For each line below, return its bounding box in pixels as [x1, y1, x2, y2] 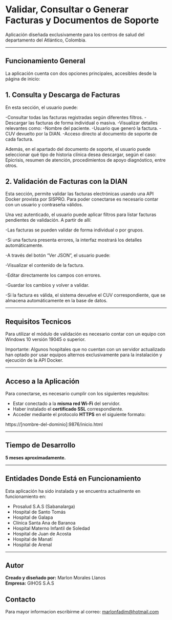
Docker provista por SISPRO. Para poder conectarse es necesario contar [5, 196, 159, 202]
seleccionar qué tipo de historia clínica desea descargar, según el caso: [5, 151, 157, 158]
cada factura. [5, 136, 34, 142]
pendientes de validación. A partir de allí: [5, 217, 92, 223]
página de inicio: [5, 75, 40, 82]
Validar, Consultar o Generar [5, 4, 129, 15]
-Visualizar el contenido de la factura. [5, 262, 84, 268]
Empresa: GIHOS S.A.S [5, 580, 55, 586]
